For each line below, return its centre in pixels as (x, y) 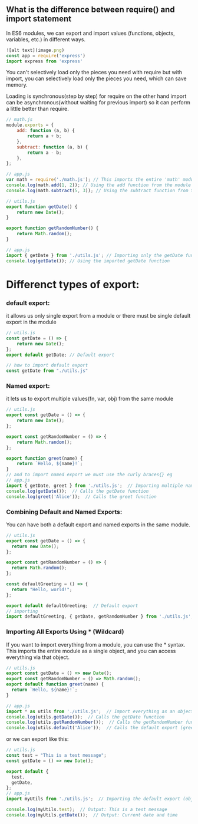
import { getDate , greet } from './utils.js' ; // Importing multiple (95, 486)
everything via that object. (38, 657)
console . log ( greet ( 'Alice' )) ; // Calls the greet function (82, 497)
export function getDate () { (42, 207)
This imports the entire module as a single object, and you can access (91, 651)
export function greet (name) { (44, 458)
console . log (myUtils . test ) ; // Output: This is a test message (87, 810)
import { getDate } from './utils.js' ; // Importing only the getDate (95, 255)
